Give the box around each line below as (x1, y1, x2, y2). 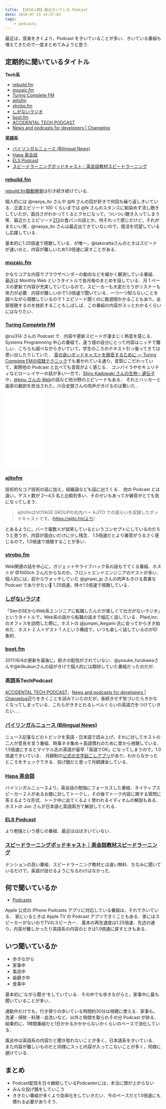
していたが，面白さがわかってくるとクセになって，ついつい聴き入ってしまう (5, 211, 160, 217)
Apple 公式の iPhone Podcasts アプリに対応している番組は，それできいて (5, 907, 155, 913)
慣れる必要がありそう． (12, 1099, 60, 1105)
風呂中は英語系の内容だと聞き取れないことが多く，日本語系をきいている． (5, 1037, 157, 1043)
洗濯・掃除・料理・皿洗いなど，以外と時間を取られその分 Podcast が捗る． (5, 1015, 159, 1020)
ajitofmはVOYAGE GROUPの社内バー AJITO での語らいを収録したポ (17, 509, 155, 515)
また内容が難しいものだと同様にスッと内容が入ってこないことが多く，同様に (5, 1044, 161, 1050)
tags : (5, 16, 16, 21)
